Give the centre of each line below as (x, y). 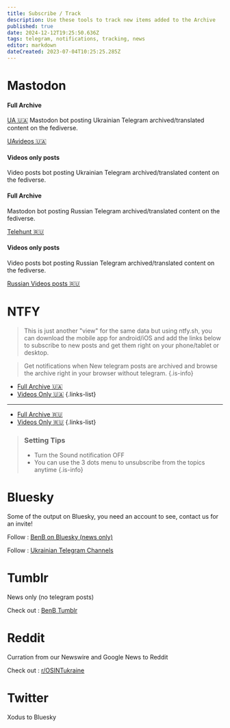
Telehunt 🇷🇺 (26, 231)
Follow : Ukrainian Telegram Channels (61, 550)
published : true (30, 26)
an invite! (20, 524)
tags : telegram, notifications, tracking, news (76, 39)
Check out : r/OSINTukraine (46, 670)
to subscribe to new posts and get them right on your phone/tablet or (122, 345)
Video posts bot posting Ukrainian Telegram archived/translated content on (113, 173)
